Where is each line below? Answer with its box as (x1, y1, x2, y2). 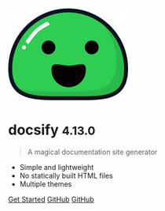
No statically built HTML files (19, 171, 114, 180)
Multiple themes (19, 179, 72, 189)
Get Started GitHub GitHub (8, 194, 94, 204)
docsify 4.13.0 (8, 121, 96, 139)
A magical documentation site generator (27, 147, 158, 156)
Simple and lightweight (19, 162, 94, 171)
